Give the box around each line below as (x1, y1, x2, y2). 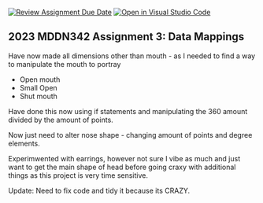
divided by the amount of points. (8, 115, 114, 124)
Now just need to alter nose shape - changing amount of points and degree (8, 130, 253, 139)
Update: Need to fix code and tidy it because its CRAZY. (8, 186, 191, 195)
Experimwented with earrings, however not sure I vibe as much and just (8, 153, 241, 163)
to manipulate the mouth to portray (8, 59, 121, 68)
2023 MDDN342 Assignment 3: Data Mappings (8, 30, 245, 43)
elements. (8, 138, 41, 148)
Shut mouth (19, 91, 57, 101)
